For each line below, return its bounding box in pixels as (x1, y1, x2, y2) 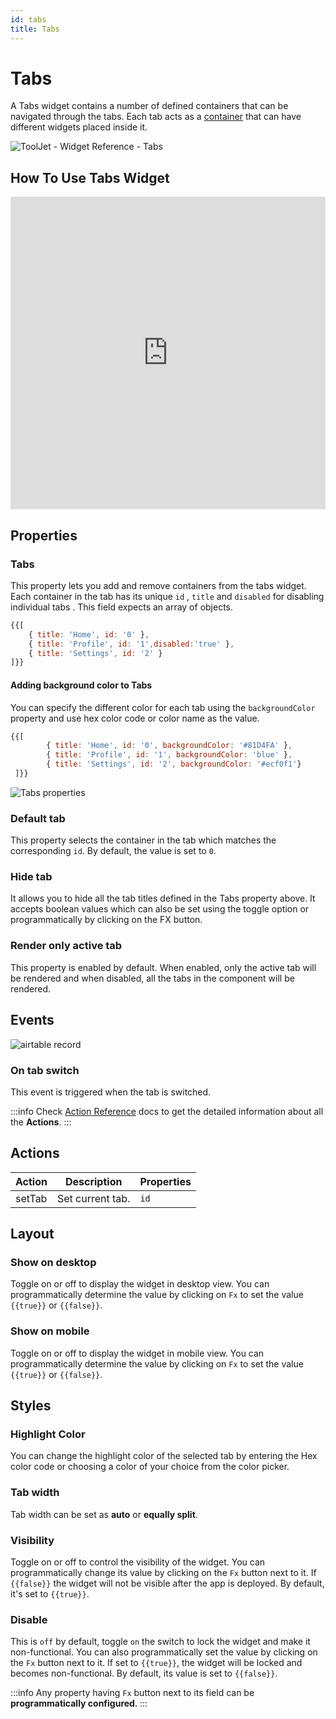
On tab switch (10, 1063, 80, 1077)
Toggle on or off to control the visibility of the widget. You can (10, 1556, 266, 1568)
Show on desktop (10, 1256, 97, 1270)
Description (64, 1174, 123, 1188)
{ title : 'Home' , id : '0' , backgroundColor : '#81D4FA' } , (46, 741, 293, 751)
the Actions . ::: (10, 1116, 72, 1128)
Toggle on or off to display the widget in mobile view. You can (10, 1347, 265, 1359)
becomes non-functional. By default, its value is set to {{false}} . (10, 1667, 278, 1680)
